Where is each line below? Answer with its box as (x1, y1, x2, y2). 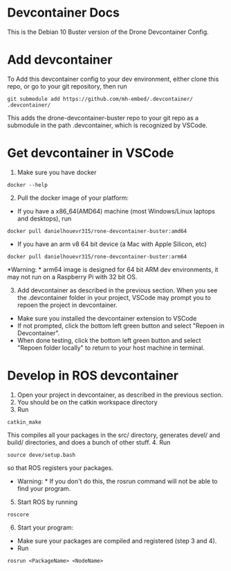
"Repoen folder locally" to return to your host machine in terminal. (17, 344, 205, 352)
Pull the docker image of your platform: (17, 194, 129, 202)
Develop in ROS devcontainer (7, 368, 178, 383)
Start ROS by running (17, 498, 78, 506)
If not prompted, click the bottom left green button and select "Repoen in (17, 321, 225, 330)
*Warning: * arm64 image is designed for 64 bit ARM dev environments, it (7, 265, 219, 274)
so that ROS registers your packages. (7, 463, 114, 471)
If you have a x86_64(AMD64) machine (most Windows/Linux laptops (17, 207, 216, 215)
